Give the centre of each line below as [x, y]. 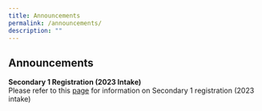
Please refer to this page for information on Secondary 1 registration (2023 [131, 91]
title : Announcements [44, 16]
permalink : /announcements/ [55, 23]
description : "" [35, 30]
